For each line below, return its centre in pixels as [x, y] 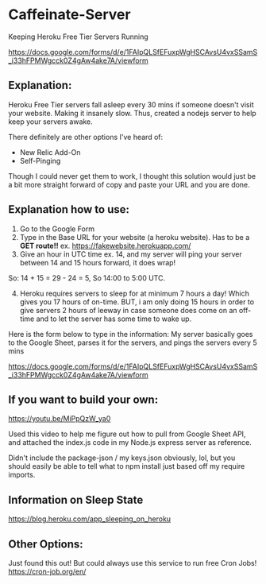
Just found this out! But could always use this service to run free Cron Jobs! [133, 563]
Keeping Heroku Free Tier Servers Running [78, 37]
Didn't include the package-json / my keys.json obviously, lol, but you [122, 458]
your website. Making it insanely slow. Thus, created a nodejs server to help [132, 113]
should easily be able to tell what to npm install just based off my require [127, 466]
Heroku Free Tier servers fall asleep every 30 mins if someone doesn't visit [131, 104]
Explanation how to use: [69, 209]
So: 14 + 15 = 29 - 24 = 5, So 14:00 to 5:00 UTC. [87, 278]
